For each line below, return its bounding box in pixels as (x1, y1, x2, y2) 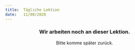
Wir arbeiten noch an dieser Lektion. (39, 28, 130, 35)
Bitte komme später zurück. (56, 39, 113, 45)
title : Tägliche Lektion (5, 7, 59, 12)
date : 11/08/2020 (5, 12, 46, 17)
